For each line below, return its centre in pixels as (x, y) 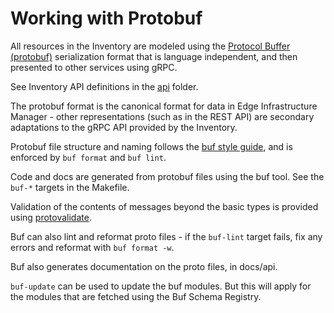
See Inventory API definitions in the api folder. (104, 86)
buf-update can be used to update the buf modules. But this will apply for (161, 286)
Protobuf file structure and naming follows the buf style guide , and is (151, 146)
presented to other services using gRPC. (94, 67)
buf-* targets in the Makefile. (70, 187)
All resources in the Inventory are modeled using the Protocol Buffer (150, 46)
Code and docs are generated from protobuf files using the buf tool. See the (167, 176)
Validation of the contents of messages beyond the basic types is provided (164, 206)
